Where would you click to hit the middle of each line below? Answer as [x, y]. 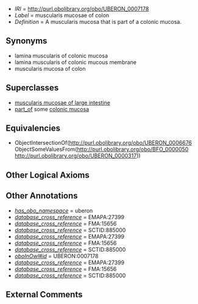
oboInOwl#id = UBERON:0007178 [56, 256]
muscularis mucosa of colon [50, 68]
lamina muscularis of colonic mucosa [61, 56]
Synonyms [27, 41]
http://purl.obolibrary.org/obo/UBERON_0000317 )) [77, 156]
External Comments [44, 295]
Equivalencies [33, 128]
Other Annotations [42, 196]
